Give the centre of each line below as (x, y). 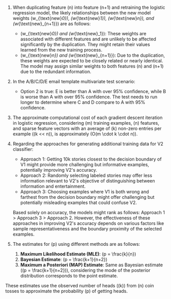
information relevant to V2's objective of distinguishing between (88, 181)
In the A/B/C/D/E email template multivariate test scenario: (74, 82)
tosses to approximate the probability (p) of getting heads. (67, 291)
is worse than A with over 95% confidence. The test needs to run (89, 97)
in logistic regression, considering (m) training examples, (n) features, (86, 123)
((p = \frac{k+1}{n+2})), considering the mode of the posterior (85, 270)
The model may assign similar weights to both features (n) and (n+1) (92, 66)
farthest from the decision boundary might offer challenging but (87, 197)
